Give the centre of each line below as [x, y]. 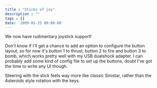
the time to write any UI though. [36, 66]
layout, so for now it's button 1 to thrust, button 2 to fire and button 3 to [76, 51]
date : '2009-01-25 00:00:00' [34, 23]
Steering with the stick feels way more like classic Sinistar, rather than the [78, 75]
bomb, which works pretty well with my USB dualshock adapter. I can [74, 56]
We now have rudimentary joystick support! [48, 37]
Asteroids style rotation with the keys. [43, 81]
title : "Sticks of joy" [30, 9]
